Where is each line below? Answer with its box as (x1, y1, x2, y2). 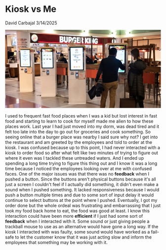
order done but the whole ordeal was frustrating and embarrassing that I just (5, 202, 161, 208)
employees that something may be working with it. (5, 239, 108, 245)
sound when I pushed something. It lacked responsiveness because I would (5, 187, 160, 192)
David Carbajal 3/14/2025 (5, 20, 57, 26)
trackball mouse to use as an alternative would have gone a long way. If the (5, 223, 159, 229)
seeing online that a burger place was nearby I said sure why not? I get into (5, 134, 158, 140)
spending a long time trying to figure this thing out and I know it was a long (5, 160, 157, 166)
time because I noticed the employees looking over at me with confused (5, 165, 152, 172)
